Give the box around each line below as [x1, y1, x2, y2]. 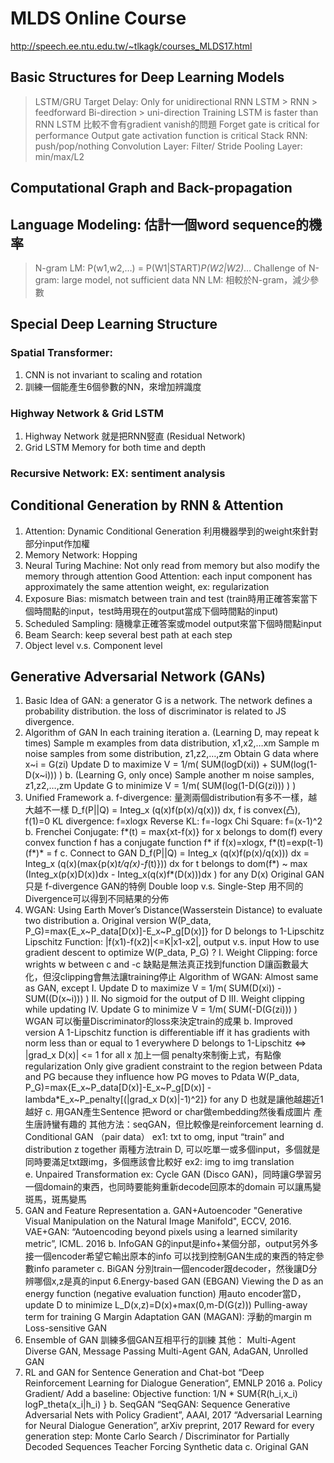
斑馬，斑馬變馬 [24, 1193, 87, 1206]
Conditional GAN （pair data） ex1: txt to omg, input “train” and [24, 1131, 285, 1143]
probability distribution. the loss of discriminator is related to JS [24, 705, 287, 717]
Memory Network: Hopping [24, 548, 138, 561]
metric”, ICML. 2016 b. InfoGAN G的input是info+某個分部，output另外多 [24, 1238, 319, 1250]
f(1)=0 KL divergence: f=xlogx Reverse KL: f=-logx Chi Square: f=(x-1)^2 [24, 815, 323, 827]
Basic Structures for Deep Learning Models [10, 69, 285, 86]
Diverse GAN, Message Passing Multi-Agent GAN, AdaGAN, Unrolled [24, 1345, 309, 1357]
